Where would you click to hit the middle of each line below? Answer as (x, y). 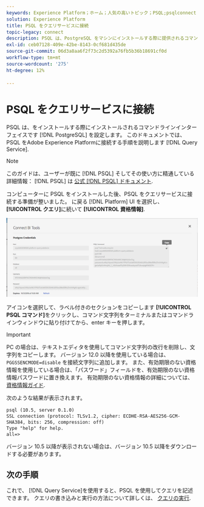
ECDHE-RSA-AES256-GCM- (152, 416)
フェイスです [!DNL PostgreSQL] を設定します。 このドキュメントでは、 (96, 135)
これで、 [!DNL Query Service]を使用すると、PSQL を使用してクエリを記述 (100, 491)
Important (19, 334)
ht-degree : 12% (25, 70)
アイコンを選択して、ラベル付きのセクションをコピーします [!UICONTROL (99, 307)
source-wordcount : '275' (38, 64)
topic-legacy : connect (35, 32)
